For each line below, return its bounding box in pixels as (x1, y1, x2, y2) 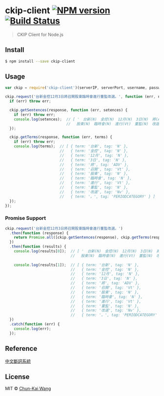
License (5, 372, 30, 381)
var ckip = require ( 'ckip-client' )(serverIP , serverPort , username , (5, 85, 147, 90)
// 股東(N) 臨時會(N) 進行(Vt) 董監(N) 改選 (66, 121, 160, 126)
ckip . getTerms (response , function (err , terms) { (9, 135, 112, 140)
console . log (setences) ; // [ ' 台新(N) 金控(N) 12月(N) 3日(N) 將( (14, 117, 158, 122)
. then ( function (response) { (9, 231, 69, 236)
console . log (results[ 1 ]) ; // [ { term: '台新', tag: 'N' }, (14, 263, 140, 267)
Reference (5, 344, 38, 353)
